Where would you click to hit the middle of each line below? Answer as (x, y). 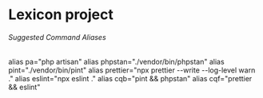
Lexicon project (61, 15)
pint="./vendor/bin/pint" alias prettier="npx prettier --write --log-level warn (132, 70)
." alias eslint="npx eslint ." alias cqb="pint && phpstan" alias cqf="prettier (130, 79)
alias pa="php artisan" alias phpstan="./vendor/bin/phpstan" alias (117, 62)
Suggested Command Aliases (57, 37)
